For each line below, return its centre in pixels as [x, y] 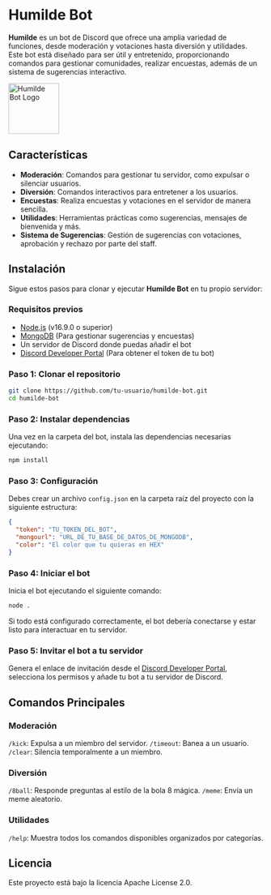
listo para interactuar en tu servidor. [68, 629]
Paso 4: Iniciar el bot [49, 573]
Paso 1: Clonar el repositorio [65, 374]
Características [48, 155]
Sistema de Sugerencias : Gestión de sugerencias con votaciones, [131, 235]
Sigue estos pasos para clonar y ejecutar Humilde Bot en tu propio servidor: [135, 289]
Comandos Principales [67, 702]
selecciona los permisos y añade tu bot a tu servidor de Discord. [116, 677]
